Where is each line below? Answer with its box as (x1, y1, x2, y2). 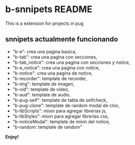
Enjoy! (5, 133, 19, 140)
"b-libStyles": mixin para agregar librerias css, (12, 113, 109, 119)
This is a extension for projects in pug (5, 20, 84, 26)
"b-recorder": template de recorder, (12, 75, 87, 82)
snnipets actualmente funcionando (5, 35, 118, 44)
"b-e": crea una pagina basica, (12, 48, 77, 54)
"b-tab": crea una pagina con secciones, (12, 54, 98, 60)
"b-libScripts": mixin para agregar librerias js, (12, 107, 107, 114)
